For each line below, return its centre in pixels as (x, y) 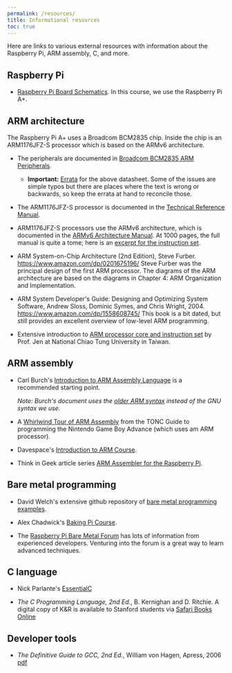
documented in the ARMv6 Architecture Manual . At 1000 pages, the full (118, 235)
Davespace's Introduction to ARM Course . (77, 450)
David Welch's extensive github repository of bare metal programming (117, 501)
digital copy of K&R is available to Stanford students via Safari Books (115, 609)
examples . (32, 508)
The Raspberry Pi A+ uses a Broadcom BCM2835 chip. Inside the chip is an (115, 138)
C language (32, 572)
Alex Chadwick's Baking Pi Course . (67, 522)
